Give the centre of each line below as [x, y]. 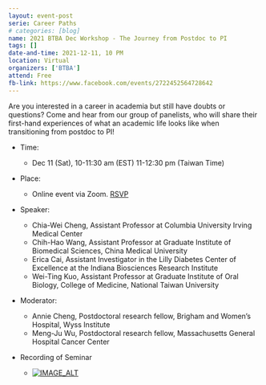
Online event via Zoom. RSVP [80, 194]
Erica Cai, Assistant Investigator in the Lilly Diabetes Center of [134, 259]
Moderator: [38, 300]
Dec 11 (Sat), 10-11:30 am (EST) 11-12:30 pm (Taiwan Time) [128, 162]
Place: [30, 178]
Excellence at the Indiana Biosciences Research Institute [125, 268]
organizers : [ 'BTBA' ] [44, 68]
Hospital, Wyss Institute [71, 324]
